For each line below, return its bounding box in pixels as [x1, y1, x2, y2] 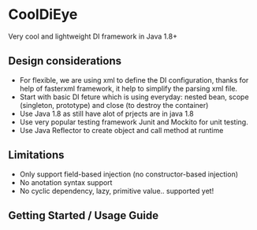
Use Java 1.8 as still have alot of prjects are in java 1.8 [19, 109, 195, 118]
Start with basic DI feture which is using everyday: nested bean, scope [19, 92, 250, 102]
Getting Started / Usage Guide [8, 209, 159, 222]
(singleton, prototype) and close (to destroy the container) [19, 100, 209, 109]
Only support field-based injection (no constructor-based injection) [19, 169, 239, 179]
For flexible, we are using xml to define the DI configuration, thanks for [19, 75, 249, 84]
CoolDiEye [8, 6, 78, 24]
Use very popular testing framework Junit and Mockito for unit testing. [19, 117, 248, 127]
